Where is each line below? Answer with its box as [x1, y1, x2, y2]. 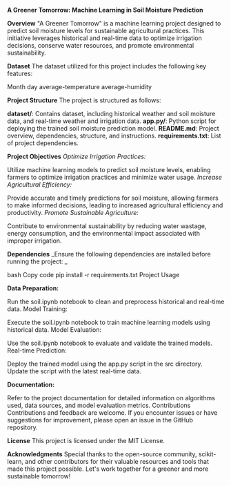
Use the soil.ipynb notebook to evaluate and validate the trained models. [7, 339, 212, 347]
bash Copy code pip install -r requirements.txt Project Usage [7, 271, 180, 279]
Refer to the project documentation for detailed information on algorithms [7, 394, 216, 402]
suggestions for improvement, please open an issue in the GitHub [7, 416, 193, 424]
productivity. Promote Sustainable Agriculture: [7, 209, 139, 216]
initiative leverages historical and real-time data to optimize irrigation [7, 34, 202, 42]
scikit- [198, 450, 217, 458]
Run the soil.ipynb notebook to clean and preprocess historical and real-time [7, 297, 225, 306]
